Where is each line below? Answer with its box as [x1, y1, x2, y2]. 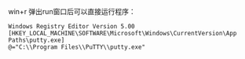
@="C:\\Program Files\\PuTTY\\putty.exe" [8, 43, 146, 51]
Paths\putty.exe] [8, 36, 65, 44]
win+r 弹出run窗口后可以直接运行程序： [8, 7, 136, 16]
